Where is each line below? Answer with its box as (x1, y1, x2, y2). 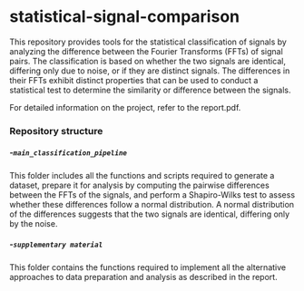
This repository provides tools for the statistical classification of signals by (9, 36, 288, 47)
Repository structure (9, 124, 103, 137)
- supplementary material (9, 238, 103, 250)
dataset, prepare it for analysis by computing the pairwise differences (9, 179, 270, 190)
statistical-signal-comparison (9, 6, 240, 27)
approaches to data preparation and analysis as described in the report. (9, 271, 279, 282)
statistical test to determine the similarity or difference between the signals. (9, 84, 292, 95)
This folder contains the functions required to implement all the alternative (9, 261, 287, 273)
